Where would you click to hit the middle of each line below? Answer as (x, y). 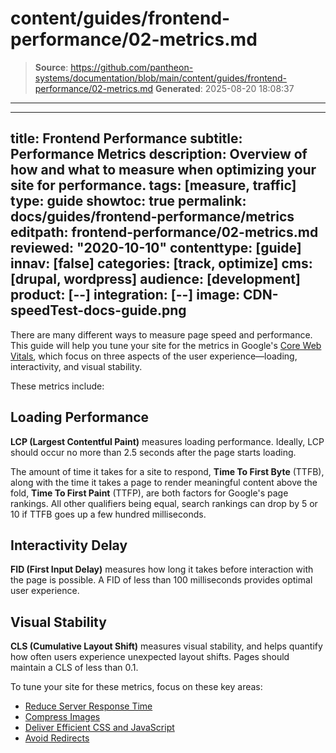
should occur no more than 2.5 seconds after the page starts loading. (153, 452)
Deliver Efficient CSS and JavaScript (99, 728)
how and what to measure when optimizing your (163, 170)
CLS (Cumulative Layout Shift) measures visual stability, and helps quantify (166, 646)
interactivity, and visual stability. (76, 366)
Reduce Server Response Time (88, 706)
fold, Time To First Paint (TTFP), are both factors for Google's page (149, 493)
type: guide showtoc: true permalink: (128, 201)
